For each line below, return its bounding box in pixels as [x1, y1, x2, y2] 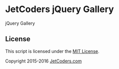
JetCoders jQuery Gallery [5, 4, 114, 15]
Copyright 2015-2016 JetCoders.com [5, 58, 82, 64]
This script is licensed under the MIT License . [5, 48, 99, 54]
